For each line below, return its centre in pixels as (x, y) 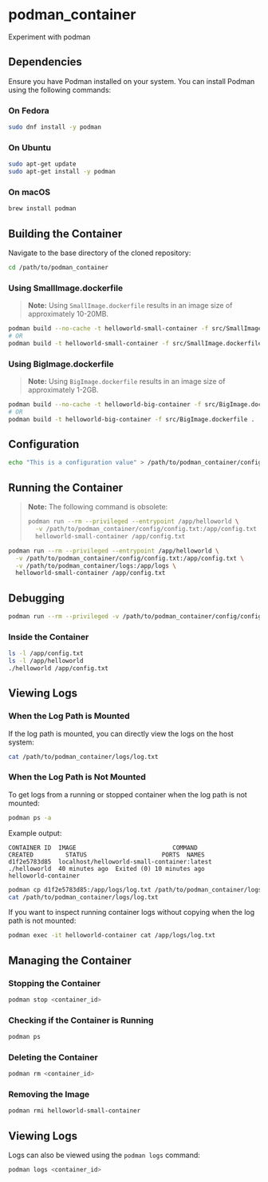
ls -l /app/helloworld (46, 661)
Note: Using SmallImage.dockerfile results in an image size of (130, 305)
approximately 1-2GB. (63, 390)
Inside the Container (49, 637)
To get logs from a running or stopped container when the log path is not (128, 794)
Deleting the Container (53, 1057)
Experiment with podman (49, 37)
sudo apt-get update (43, 164)
